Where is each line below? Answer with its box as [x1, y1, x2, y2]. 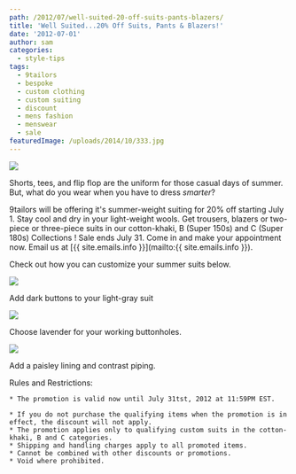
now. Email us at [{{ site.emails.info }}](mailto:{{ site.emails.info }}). [9, 241, 253, 253]
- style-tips [17, 54, 66, 63]
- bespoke [17, 79, 53, 88]
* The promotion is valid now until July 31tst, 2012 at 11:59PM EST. [9, 394, 276, 403]
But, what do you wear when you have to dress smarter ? [9, 187, 215, 198]
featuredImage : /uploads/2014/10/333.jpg [9, 136, 165, 145]
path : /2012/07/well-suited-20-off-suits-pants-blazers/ [9, 12, 224, 22]
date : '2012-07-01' [9, 29, 82, 38]
